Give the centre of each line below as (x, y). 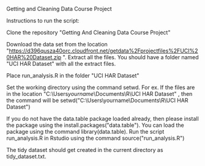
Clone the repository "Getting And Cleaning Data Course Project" (88, 32)
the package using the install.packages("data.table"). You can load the (95, 125)
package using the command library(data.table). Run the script (85, 132)
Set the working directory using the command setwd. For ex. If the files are (101, 87)
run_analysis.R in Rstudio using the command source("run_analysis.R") (95, 138)
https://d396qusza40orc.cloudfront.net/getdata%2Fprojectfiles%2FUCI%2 (103, 51)
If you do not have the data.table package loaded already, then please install (102, 119)
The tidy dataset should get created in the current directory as (85, 150)
